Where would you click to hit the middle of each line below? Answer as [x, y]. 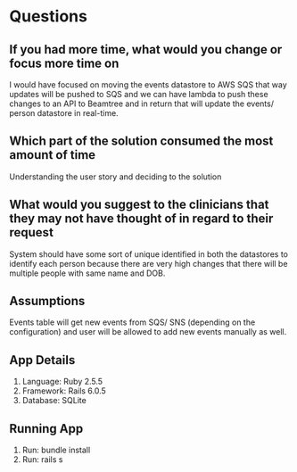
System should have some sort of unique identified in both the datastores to [148, 254]
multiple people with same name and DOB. [87, 273]
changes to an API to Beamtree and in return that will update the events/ [142, 104]
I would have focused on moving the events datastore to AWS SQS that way [148, 85]
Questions [48, 17]
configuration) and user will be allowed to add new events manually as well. [148, 332]
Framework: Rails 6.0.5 [64, 391]
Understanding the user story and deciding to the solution [115, 177]
